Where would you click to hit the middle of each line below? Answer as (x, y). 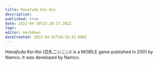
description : (18, 14)
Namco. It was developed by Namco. (43, 57)
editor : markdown (23, 32)
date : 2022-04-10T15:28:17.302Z (38, 23)
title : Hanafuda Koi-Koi (31, 10)
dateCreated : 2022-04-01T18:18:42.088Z (46, 37)
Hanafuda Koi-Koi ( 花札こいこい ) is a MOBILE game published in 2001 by (79, 52)
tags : (11, 28)
